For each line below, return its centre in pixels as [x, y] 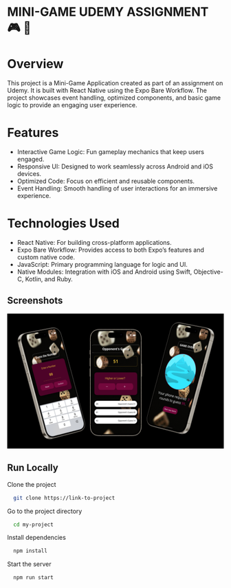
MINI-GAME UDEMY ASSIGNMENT [108, 12]
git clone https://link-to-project [64, 498]
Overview [35, 64]
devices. [29, 174]
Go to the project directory [45, 511]
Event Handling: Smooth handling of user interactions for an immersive [117, 188]
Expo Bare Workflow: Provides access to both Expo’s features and [111, 250]
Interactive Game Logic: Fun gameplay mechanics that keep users [111, 152]
